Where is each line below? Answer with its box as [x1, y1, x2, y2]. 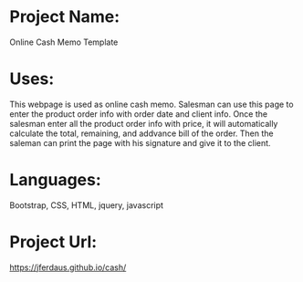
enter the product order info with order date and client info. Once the [9, 108, 267, 120]
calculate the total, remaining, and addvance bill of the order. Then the [9, 128, 274, 139]
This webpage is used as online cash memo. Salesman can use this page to [9, 99, 294, 110]
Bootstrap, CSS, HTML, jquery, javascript [9, 199, 164, 211]
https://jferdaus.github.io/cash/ [9, 262, 127, 273]
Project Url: [9, 232, 98, 252]
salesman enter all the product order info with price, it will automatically [9, 118, 278, 129]
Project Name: [9, 6, 120, 27]
